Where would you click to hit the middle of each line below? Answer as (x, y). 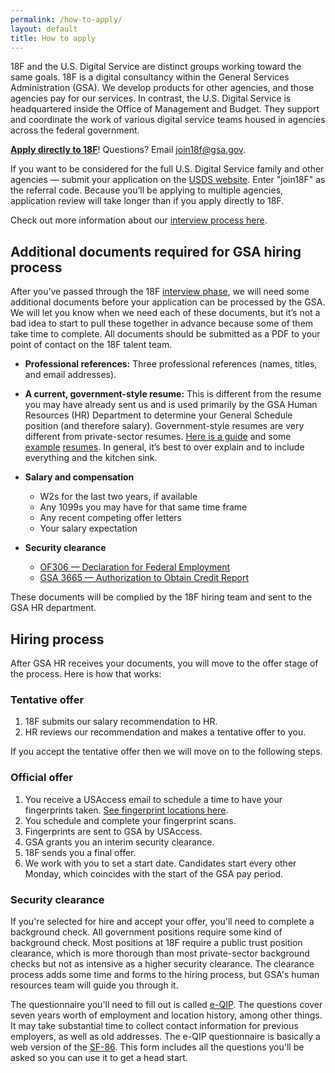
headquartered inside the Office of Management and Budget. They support (165, 109)
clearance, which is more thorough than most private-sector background (160, 953)
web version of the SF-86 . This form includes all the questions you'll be (157, 1047)
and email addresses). (70, 375)
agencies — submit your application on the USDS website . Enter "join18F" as (168, 180)
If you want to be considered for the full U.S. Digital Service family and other (167, 169)
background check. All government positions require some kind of (146, 932)
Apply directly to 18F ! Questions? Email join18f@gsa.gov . (128, 150)
